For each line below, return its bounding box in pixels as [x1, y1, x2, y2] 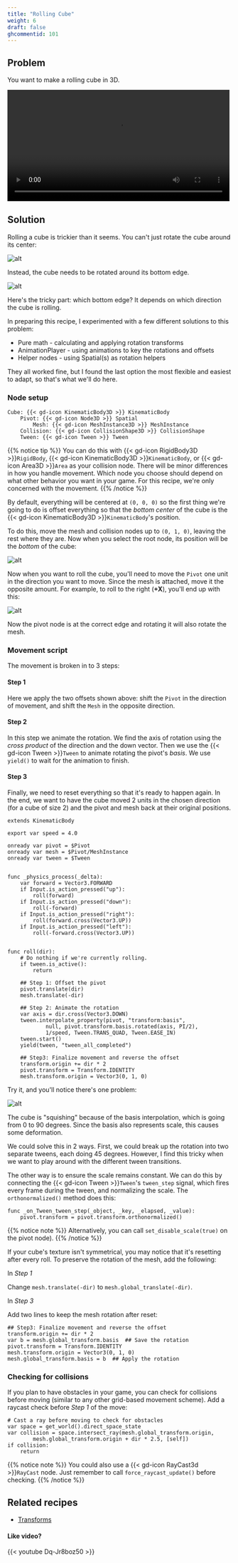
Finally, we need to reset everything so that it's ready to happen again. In [7, 788, 221, 797]
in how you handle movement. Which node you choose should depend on [7, 469, 223, 478]
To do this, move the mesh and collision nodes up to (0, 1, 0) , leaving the [7, 527, 226, 535]
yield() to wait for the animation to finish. [7, 756, 130, 765]
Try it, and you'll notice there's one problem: [7, 1085, 137, 1094]
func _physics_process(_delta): [7, 874, 103, 881]
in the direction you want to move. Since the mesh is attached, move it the [7, 577, 224, 586]
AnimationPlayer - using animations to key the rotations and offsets [17, 346, 215, 354]
